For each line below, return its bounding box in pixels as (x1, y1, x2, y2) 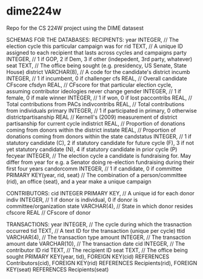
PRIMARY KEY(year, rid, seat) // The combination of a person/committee (6, 171, 187, 178)
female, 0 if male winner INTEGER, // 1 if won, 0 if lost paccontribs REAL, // (6, 94, 193, 101)
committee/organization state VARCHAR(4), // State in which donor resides (6, 202, 193, 210)
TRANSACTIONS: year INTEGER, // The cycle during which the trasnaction (6, 220, 192, 228)
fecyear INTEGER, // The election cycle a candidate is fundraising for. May (6, 152, 191, 159)
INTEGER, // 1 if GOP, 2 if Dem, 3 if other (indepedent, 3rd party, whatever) (6, 55, 193, 62)
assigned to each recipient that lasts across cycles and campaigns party (6, 49, 187, 56)
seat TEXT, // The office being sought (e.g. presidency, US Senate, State (6, 62, 187, 69)
